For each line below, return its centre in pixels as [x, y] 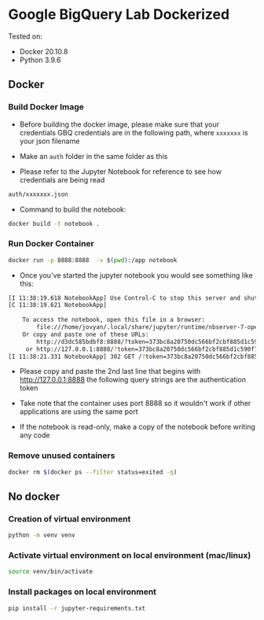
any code [35, 435]
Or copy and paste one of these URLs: [86, 334]
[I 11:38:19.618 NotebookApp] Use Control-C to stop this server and [125, 298]
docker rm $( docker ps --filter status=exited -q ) [93, 472]
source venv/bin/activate [50, 572]
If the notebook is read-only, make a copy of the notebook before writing [137, 427]
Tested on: [26, 36]
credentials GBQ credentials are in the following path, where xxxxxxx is [134, 132]
